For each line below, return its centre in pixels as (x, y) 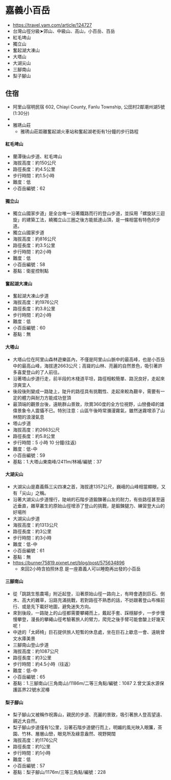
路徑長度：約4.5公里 (34, 169)
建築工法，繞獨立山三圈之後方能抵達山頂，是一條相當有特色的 (91, 220)
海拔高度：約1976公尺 (35, 302)
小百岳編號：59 (29, 455)
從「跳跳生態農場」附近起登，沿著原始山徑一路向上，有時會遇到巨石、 (87, 593)
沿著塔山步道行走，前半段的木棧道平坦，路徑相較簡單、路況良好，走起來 (89, 378)
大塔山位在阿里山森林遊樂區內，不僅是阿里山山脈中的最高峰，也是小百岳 (89, 359)
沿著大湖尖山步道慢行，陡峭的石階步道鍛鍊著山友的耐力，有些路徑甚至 (87, 499)
